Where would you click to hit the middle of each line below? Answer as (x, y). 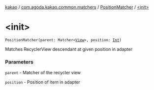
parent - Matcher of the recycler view (43, 73)
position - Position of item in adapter (43, 82)
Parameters (19, 62)
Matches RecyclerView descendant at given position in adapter (69, 49)
